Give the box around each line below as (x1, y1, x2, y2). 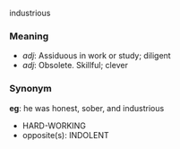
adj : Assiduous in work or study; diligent (21, 50, 172, 61)
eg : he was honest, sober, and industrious (9, 102, 165, 113)
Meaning (9, 30, 49, 42)
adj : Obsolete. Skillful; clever (21, 60, 128, 71)
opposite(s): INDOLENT (21, 129, 109, 140)
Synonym (9, 83, 52, 95)
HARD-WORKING (21, 120, 87, 131)
